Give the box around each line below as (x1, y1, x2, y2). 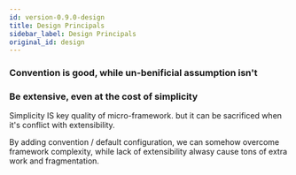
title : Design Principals (9, 21, 105, 30)
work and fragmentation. (9, 156, 100, 166)
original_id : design (9, 37, 86, 47)
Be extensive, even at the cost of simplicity (9, 90, 199, 103)
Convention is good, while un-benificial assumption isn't (9, 67, 258, 80)
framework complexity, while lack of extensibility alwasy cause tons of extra (9, 147, 288, 157)
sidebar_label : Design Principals (9, 29, 137, 38)
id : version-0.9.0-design (9, 12, 105, 22)
